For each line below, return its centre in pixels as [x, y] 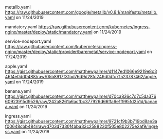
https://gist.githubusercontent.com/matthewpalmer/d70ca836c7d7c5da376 [81, 96]
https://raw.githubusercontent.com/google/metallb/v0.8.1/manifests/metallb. [81, 12]
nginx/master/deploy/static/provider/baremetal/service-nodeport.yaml [75, 52]
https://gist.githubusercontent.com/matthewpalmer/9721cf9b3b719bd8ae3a [81, 121]
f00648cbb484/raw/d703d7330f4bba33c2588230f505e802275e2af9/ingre [81, 126]
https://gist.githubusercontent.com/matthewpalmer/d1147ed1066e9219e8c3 [81, 71]
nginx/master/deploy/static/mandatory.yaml [49, 32]
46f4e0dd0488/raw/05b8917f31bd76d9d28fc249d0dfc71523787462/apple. [81, 77]
